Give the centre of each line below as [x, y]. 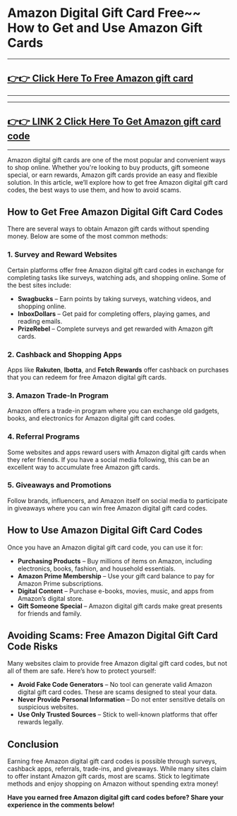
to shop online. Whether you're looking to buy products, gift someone [108, 167]
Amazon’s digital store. [50, 598]
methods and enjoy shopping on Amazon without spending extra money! [113, 784]
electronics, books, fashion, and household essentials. [97, 568]
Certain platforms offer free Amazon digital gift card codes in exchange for [116, 270]
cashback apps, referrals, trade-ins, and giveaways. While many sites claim [117, 769]
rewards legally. [41, 722]
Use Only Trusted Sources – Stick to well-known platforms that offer [117, 714]
